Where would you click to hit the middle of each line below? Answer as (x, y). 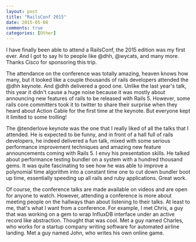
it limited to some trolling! (37, 117)
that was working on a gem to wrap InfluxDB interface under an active (90, 215)
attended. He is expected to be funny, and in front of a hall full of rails (90, 134)
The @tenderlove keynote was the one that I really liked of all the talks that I (97, 129)
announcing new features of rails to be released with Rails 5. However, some (98, 98)
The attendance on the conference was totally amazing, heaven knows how (97, 74)
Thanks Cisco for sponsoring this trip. (51, 63)
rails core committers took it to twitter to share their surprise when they (92, 105)
